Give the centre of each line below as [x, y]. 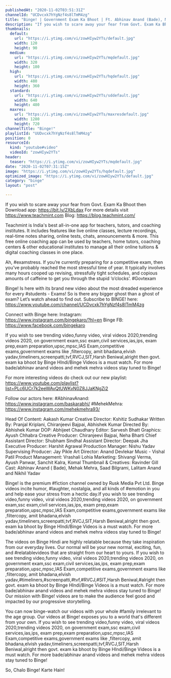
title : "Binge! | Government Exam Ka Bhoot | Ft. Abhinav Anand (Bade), [84, 19]
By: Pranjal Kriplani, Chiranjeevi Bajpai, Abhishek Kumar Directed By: [77, 424]
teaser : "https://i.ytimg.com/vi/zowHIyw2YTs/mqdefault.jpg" [76, 162]
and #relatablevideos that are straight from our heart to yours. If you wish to [85, 553]
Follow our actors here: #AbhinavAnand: [47, 398]
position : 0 [18, 138]
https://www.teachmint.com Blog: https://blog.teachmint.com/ [70, 215]
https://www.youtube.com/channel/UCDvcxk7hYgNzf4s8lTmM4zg [75, 305]
